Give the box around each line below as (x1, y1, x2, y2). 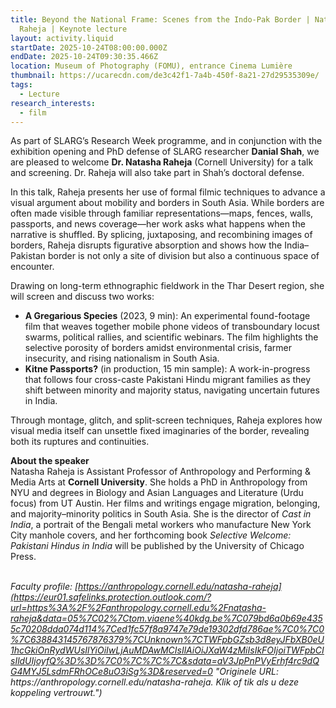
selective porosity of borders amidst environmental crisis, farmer (24, 342, 292, 354)
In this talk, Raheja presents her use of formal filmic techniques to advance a (10, 186, 326, 198)
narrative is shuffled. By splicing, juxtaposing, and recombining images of (10, 229, 313, 241)
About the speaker (10, 455, 90, 467)
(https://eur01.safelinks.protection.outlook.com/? (10, 591, 212, 603)
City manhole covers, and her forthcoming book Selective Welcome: (10, 529, 292, 541)
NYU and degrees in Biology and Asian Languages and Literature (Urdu (10, 487, 304, 499)
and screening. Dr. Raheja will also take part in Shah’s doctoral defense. (10, 167, 305, 179)
